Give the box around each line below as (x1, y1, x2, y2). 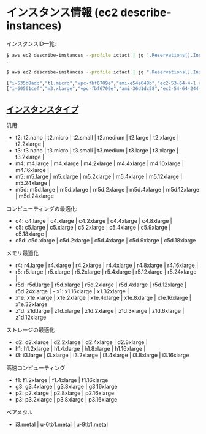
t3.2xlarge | (15, 154, 45, 161)
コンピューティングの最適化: (6, 205, 78, 212)
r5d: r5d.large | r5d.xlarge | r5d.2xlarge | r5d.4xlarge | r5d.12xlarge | (15, 281, 187, 288)
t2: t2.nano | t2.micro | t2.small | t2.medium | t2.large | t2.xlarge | (15, 134, 179, 141)
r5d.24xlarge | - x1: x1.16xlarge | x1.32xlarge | (15, 288, 129, 295)
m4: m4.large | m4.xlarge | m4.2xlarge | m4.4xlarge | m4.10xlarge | (15, 160, 184, 167)
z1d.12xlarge (15, 313, 47, 321)
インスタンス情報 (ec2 (6, 6, 118, 20)
